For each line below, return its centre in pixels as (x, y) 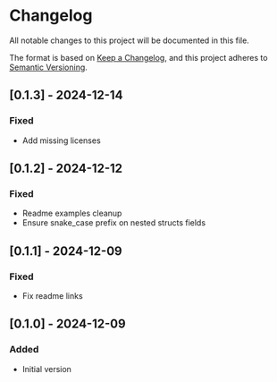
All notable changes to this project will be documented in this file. (130, 40)
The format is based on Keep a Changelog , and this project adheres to (138, 57)
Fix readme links (52, 296)
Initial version (46, 369)
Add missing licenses (61, 140)
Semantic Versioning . (48, 67)
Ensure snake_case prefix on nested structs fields (114, 223)
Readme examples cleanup (72, 213)
